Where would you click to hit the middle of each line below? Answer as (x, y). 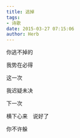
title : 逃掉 (20, 12)
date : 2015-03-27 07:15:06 (40, 29)
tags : (13, 17)
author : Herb (23, 34)
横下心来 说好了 (28, 116)
